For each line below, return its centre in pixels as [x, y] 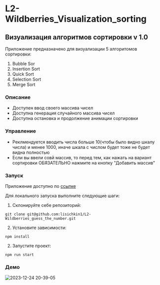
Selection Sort [27, 79]
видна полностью [31, 152]
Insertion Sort [26, 69]
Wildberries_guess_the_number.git [41, 218]
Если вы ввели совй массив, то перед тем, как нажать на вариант [82, 157]
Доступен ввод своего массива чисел [53, 108]
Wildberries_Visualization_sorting [76, 19]
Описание [18, 97]
